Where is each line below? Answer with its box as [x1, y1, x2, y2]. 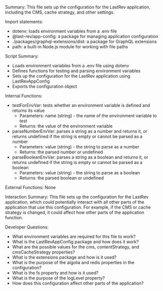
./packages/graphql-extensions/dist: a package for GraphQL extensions [12, 39, 157, 44]
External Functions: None [5, 185, 56, 190]
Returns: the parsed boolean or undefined [19, 175, 104, 181]
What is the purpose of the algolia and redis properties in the [12, 260, 135, 265]
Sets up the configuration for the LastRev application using [12, 73, 131, 79]
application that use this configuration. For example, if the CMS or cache [5, 205, 151, 210]
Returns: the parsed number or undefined [19, 149, 103, 155]
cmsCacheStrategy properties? [12, 249, 75, 255]
